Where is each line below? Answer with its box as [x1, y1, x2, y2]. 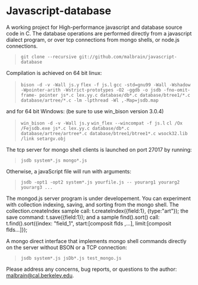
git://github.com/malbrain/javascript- [79, 54, 177, 60]
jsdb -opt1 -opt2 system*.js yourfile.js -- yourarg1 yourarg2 [20, 179, 180, 185]
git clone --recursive [20, 54, 77, 60]
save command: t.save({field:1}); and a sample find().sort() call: [6, 214, 160, 221]
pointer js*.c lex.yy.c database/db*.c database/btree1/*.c [39, 92, 190, 98]
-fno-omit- [163, 87, 190, 93]
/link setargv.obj [20, 136, 66, 142]
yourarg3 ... [20, 184, 53, 190]
